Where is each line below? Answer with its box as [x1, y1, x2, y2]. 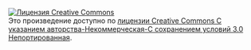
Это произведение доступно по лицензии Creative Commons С [8, 16, 222, 25]
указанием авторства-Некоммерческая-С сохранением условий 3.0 [8, 25, 244, 33]
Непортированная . [8, 33, 73, 42]
